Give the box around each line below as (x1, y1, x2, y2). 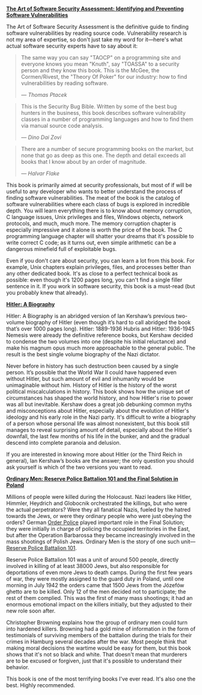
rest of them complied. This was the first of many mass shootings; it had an (6, 595, 193, 601)
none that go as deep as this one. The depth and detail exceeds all (20, 152, 186, 159)
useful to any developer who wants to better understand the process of (6, 188, 183, 195)
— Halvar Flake (20, 170, 60, 177)
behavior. (6, 664, 29, 670)
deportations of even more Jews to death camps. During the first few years (6, 569, 193, 576)
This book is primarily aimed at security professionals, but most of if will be (6, 182, 192, 188)
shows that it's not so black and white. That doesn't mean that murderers (6, 651, 188, 658)
